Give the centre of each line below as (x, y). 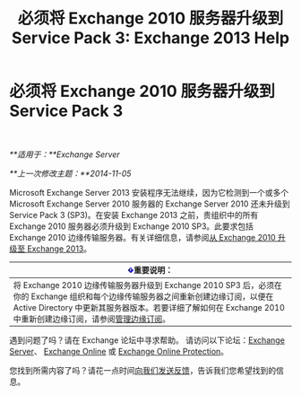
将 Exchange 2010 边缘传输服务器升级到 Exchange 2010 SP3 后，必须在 (147, 285)
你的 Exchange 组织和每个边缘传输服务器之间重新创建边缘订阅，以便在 (143, 296)
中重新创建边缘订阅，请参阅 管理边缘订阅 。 (91, 319)
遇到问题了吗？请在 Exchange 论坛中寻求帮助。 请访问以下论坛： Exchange (147, 340)
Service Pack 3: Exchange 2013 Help (150, 38)
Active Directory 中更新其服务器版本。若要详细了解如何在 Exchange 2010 (149, 307)
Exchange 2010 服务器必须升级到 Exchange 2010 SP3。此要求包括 (131, 226)
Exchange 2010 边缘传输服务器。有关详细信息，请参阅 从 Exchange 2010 (142, 237)
